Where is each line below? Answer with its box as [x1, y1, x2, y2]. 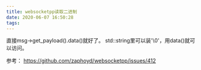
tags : [6, 20, 20, 26]
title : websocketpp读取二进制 [6, 8, 77, 15]
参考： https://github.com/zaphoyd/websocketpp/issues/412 [6, 57, 156, 65]
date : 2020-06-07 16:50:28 [6, 14, 74, 20]
